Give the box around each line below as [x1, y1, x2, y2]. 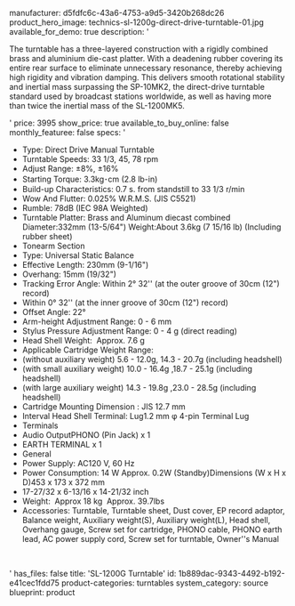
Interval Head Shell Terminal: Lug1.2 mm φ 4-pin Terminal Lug [21, 411, 250, 421]
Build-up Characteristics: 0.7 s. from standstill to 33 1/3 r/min [21, 184, 245, 194]
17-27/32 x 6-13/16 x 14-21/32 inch [21, 487, 149, 497]
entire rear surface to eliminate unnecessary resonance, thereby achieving [9, 62, 283, 73]
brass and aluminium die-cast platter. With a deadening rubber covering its [9, 53, 283, 63]
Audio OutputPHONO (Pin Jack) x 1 [21, 430, 151, 440]
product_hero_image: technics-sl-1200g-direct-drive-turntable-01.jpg [9, 17, 265, 28]
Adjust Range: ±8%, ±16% [21, 164, 119, 174]
